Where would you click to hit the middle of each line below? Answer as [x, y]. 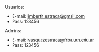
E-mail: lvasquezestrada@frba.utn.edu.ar [53, 40]
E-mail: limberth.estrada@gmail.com [48, 16]
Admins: [13, 31]
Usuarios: [14, 7]
